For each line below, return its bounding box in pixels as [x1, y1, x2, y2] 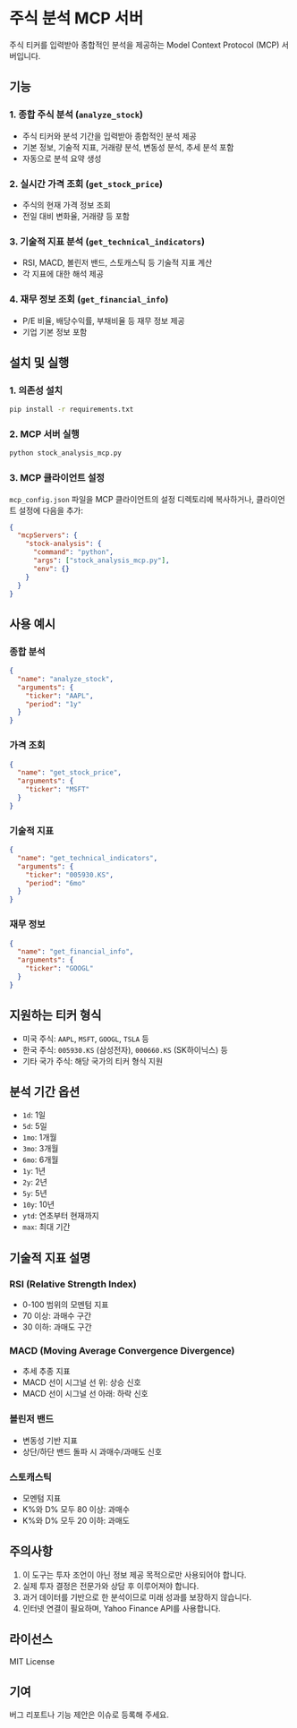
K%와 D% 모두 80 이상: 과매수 [21, 1503, 131, 1514]
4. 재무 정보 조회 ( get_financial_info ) [9, 293, 169, 305]
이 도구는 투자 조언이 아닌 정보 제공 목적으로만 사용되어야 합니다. [21, 1569, 247, 1580]
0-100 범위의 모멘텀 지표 [21, 1299, 109, 1310]
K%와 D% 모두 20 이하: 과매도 [21, 1515, 130, 1526]
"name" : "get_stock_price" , [17, 768, 123, 777]
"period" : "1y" [25, 699, 82, 708]
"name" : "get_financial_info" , [17, 947, 134, 956]
